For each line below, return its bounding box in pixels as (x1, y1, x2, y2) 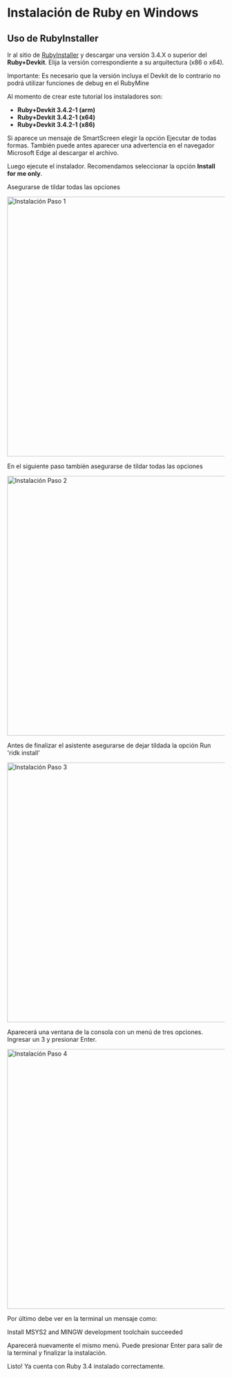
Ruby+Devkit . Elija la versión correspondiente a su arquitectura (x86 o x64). (7, 58, 224, 66)
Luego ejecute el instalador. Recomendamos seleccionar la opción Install (7, 162, 215, 170)
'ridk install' (7, 749, 40, 756)
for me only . (7, 170, 43, 177)
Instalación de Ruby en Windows (7, 5, 199, 21)
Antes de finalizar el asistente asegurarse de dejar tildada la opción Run (7, 741, 211, 749)
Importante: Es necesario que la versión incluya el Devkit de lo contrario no (7, 71, 221, 80)
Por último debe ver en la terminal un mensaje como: (7, 1315, 157, 1322)
